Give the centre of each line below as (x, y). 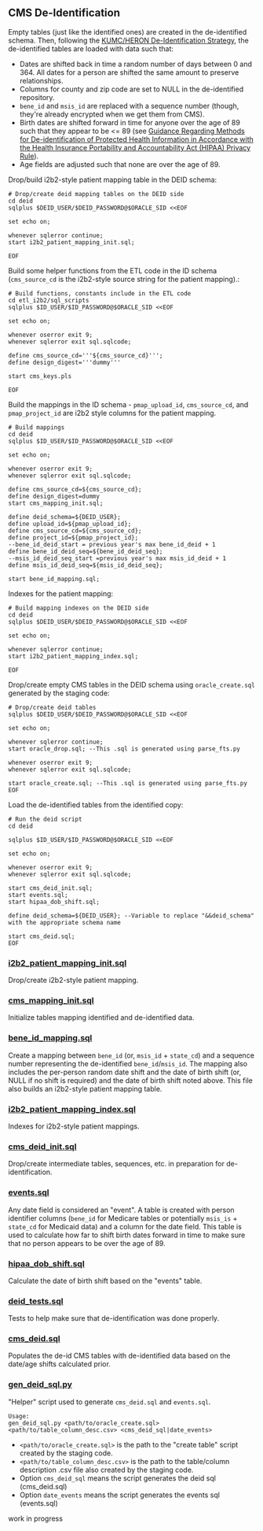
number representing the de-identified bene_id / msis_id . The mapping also (128, 1063)
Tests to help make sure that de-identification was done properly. (114, 1318)
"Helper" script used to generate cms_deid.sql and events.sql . (110, 1402)
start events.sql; (38, 895)
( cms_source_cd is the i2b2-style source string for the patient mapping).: (124, 279)
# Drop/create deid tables (52, 707)
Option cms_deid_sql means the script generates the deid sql (117, 1478)
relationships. (41, 80)
